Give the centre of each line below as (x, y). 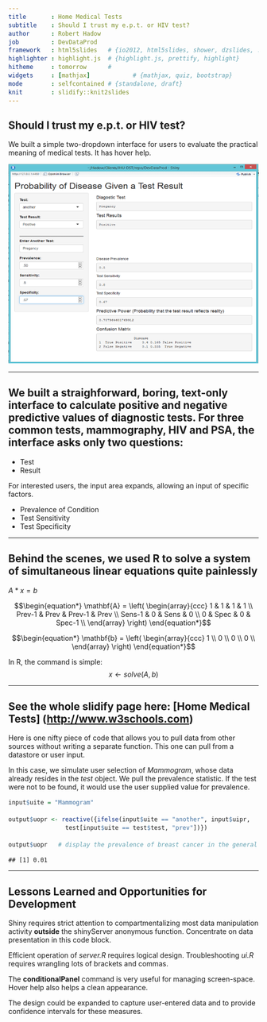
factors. (21, 494)
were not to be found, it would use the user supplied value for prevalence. (129, 787)
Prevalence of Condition (59, 509)
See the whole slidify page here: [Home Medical (129, 706)
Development (43, 904)
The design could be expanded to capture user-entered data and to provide (132, 1003)
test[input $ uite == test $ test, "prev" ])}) (136, 828)
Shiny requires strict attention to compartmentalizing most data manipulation (133, 923)
